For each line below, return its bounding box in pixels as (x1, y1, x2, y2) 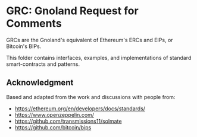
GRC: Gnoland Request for (6, 4, 139, 18)
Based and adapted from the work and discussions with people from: (6, 93, 176, 100)
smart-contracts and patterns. (6, 60, 80, 68)
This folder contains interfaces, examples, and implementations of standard (6, 54, 192, 61)
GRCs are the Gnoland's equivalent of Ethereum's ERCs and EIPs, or (6, 36, 174, 43)
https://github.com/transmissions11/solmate (14, 117, 122, 125)
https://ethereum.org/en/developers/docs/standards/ (14, 105, 146, 112)
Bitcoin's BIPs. (6, 43, 42, 50)
